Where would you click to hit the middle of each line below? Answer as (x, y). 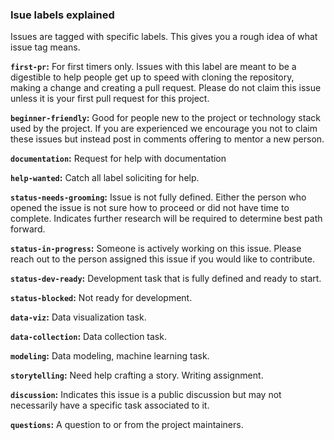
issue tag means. (45, 47)
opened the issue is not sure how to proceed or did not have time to (150, 208)
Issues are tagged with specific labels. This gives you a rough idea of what (164, 37)
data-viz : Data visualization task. (78, 317)
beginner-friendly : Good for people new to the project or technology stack (165, 118)
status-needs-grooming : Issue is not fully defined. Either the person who (158, 197)
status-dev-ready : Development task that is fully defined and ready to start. (166, 279)
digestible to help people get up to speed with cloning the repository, (152, 77)
